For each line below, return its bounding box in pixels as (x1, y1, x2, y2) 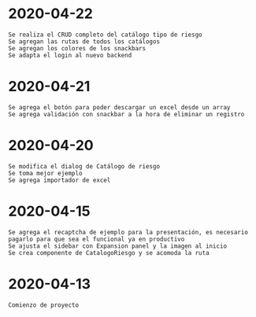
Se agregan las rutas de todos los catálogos (8, 37, 160, 46)
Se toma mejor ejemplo (8, 169, 83, 177)
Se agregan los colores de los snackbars (8, 44, 147, 52)
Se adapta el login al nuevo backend (8, 51, 132, 59)
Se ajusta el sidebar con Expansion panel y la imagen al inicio (8, 241, 227, 250)
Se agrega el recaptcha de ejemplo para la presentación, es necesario (8, 228, 248, 236)
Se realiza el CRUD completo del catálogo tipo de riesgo (8, 31, 202, 39)
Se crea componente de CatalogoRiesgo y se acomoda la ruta (8, 249, 210, 256)
